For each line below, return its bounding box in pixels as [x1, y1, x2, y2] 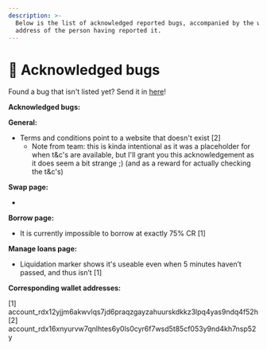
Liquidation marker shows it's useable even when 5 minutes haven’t [19, 259, 242, 269]
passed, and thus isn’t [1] [19, 268, 103, 278]
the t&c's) [31, 167, 64, 177]
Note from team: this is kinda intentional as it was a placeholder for [31, 142, 251, 151]
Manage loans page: [8, 244, 77, 254]
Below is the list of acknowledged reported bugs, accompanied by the [15, 19, 254, 27]
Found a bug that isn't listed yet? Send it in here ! [8, 87, 167, 96]
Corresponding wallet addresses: [8, 283, 122, 293]
